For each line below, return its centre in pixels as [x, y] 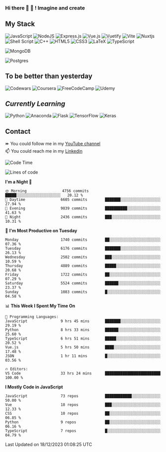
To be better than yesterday [49, 76]
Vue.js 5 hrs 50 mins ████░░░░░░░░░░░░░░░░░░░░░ [83, 348]
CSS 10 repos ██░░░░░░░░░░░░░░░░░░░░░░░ [83, 414]
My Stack [20, 24]
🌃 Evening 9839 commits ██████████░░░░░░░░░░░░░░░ [83, 208]
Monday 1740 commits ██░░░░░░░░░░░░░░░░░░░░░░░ [83, 240]
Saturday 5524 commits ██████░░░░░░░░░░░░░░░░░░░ [83, 283]
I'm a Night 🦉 [19, 182]
